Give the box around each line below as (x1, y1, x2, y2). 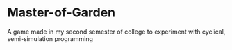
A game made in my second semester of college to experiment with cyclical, (7, 27, 226, 36)
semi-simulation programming (7, 34, 94, 42)
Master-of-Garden (7, 5, 116, 21)
